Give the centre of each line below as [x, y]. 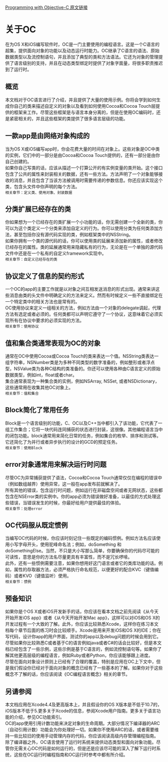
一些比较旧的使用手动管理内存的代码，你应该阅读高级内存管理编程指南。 [84, 736]
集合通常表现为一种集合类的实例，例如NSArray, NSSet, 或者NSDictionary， [82, 381]
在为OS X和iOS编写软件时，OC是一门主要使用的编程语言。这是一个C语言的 [82, 44]
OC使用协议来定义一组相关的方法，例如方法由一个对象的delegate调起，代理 [83, 308]
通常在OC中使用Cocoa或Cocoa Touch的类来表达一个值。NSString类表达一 [82, 356]
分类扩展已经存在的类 [38, 209]
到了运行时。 [18, 69]
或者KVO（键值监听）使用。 [42, 576]
